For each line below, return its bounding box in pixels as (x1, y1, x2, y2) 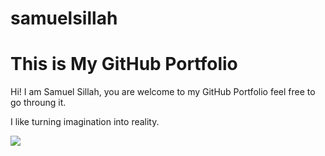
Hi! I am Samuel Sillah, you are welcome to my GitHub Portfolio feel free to (10, 86, 316, 98)
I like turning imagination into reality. (10, 116, 160, 128)
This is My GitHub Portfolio (10, 53, 238, 76)
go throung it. (10, 97, 67, 109)
